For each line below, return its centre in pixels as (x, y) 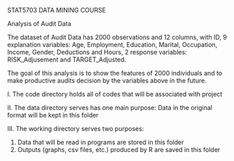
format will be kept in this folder (53, 115)
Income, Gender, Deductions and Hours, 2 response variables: (97, 52)
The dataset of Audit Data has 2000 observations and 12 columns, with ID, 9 (117, 37)
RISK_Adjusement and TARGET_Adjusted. (67, 59)
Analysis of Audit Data (39, 23)
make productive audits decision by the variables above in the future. (107, 80)
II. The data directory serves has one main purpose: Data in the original (110, 107)
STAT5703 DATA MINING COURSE (57, 10)
